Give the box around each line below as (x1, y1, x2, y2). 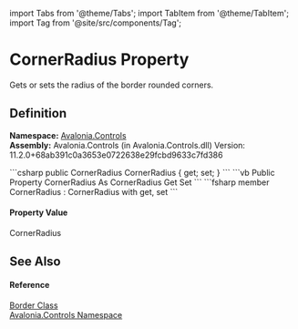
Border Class (9, 300, 58, 311)
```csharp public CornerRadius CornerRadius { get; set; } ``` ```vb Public (9, 167, 275, 178)
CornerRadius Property (9, 49, 190, 70)
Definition (9, 106, 67, 121)
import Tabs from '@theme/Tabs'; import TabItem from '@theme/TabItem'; (9, 8, 290, 18)
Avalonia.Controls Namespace (9, 309, 123, 320)
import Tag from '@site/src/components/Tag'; (9, 17, 182, 28)
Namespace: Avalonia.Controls (9, 129, 127, 140)
